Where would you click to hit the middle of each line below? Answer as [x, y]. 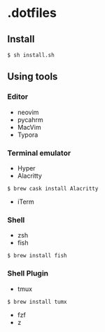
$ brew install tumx [37, 302]
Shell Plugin [28, 273]
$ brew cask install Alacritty [53, 188]
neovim [28, 112]
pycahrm [30, 119]
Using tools [33, 76]
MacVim [29, 127]
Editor [18, 97]
